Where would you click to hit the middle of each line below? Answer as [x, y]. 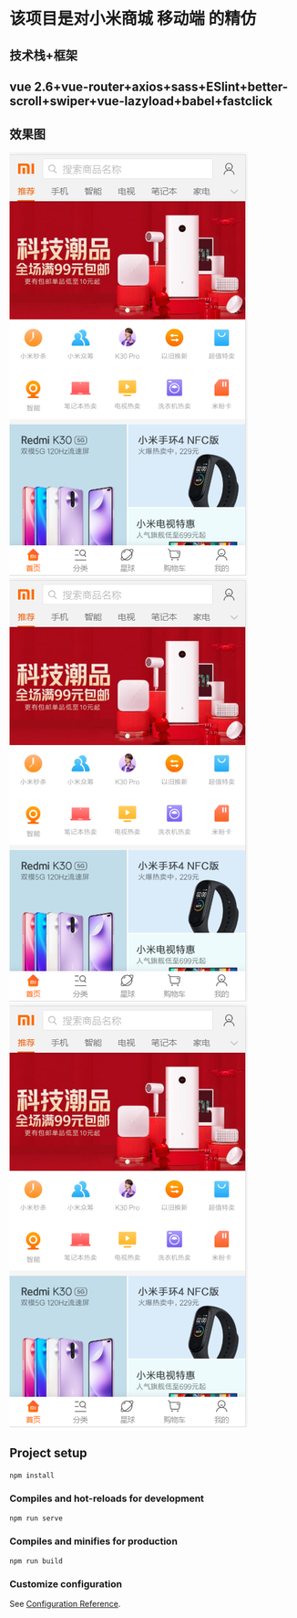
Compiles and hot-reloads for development [107, 1498]
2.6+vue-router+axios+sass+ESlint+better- [161, 86]
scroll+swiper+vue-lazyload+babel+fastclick [141, 101]
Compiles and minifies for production [93, 1541]
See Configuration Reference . [65, 1604]
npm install [32, 1476]
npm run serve [36, 1518]
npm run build [36, 1561]
